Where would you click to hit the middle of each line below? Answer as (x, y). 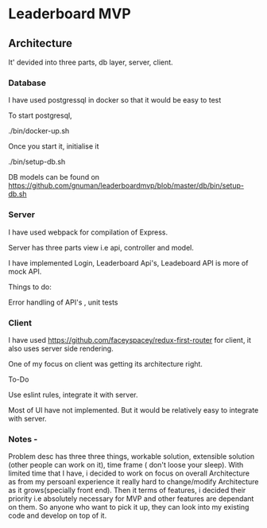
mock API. (25, 271)
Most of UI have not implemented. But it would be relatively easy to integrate (133, 410)
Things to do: (30, 286)
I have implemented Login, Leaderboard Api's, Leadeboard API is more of (128, 262)
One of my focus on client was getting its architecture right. (105, 363)
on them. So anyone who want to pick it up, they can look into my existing (129, 507)
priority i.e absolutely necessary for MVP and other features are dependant (131, 499)
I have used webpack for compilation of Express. (88, 232)
